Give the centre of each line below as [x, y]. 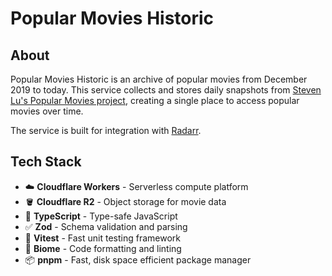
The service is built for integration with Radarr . [106, 130]
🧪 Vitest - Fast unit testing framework [102, 238]
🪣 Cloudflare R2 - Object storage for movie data [125, 201]
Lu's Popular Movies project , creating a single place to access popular [155, 100]
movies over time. [47, 111]
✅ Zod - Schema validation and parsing [106, 226]
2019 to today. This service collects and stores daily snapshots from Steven [166, 90]
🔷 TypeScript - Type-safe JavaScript [101, 216]
